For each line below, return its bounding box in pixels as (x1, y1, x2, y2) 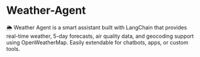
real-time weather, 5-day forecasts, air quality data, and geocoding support (6, 32, 195, 40)
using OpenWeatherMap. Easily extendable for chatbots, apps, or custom (6, 38, 189, 46)
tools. (6, 45, 21, 52)
